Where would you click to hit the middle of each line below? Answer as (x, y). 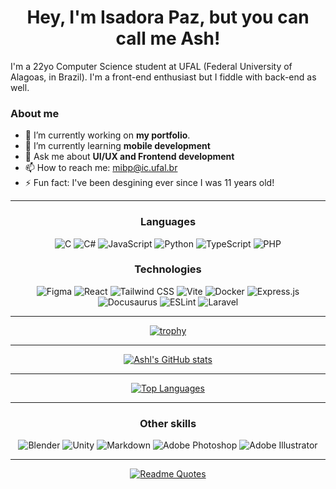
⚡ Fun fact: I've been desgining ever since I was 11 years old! (149, 183)
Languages (168, 222)
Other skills (168, 423)
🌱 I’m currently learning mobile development (117, 146)
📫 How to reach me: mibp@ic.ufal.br (101, 168)
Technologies (168, 269)
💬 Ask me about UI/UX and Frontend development (129, 157)
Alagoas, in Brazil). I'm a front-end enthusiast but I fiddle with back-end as (163, 77)
